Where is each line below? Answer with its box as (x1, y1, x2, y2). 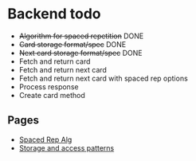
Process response (18, 81, 79, 92)
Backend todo (7, 5, 101, 23)
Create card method (18, 90, 85, 100)
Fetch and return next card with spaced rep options (18, 73, 188, 83)
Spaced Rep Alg (18, 135, 73, 144)
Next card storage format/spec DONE (18, 48, 143, 57)
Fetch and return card (18, 57, 91, 66)
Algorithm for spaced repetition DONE (18, 31, 144, 41)
